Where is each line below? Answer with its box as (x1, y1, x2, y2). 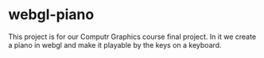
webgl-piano (8, 6, 95, 24)
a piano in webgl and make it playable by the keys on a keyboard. (8, 40, 222, 49)
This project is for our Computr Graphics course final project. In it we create (8, 32, 257, 41)
